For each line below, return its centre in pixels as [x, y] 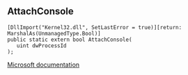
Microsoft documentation [44, 65]
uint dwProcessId [42, 45]
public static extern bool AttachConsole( [70, 40]
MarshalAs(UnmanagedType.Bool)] [54, 33]
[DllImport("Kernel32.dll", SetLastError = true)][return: [95, 27]
